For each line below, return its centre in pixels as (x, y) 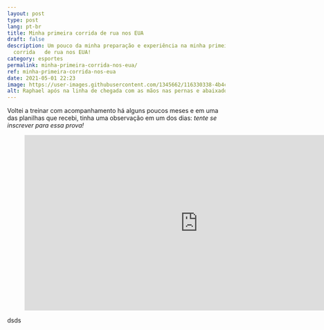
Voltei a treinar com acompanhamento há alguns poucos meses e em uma (113, 111)
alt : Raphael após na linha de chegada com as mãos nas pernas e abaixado (117, 91)
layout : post (26, 14)
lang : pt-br (24, 26)
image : (17, 85)
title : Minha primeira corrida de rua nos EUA (75, 33)
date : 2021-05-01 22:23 (42, 78)
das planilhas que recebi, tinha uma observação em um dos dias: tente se (112, 118)
